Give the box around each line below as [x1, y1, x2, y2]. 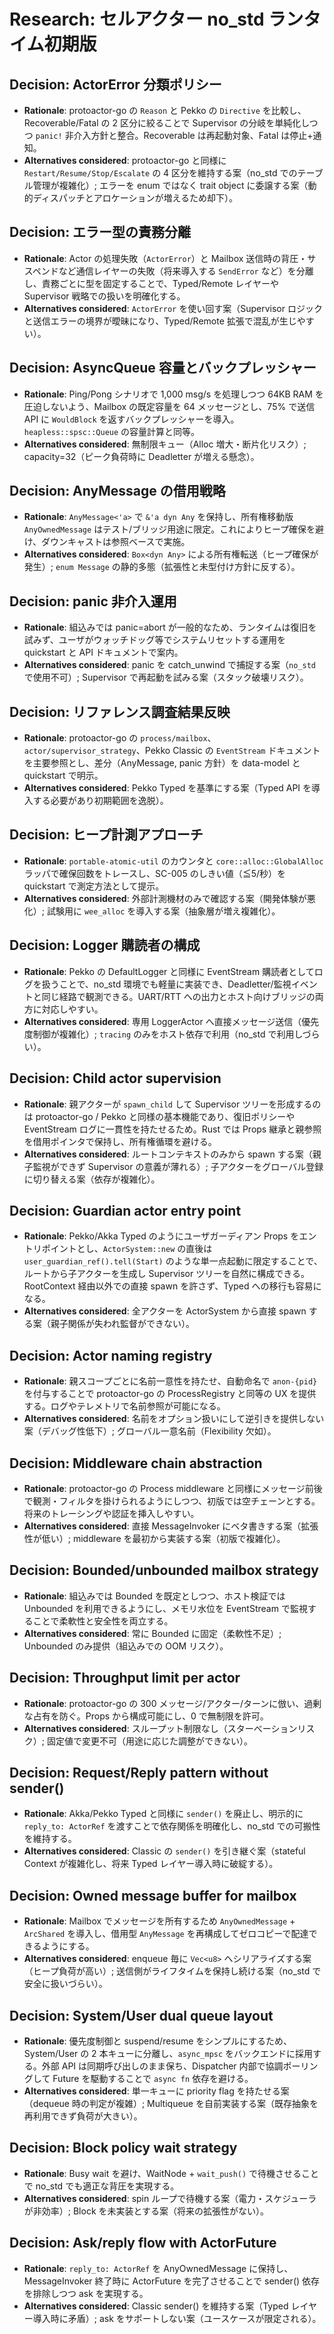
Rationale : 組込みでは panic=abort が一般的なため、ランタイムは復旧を [23, 621, 317, 634]
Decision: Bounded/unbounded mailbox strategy [9, 1562, 319, 1579]
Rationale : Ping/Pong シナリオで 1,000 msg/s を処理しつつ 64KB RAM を [23, 388, 324, 400]
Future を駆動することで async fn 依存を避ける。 [52, 2073, 254, 2084]
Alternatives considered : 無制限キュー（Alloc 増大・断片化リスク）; [23, 438, 307, 450]
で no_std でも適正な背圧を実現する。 [23, 2180, 180, 2192]
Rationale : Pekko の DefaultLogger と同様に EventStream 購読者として [23, 965, 315, 977]
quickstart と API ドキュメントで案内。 [23, 646, 184, 659]
